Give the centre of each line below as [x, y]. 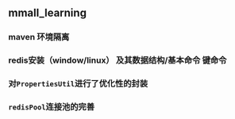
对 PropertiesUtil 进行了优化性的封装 [78, 84]
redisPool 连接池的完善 [52, 107]
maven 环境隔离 [39, 37]
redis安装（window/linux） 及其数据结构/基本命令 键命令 [118, 60]
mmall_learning [48, 13]
